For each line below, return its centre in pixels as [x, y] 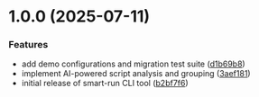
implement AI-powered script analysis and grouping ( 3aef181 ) [136, 74]
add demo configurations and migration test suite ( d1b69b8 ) [133, 64]
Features [28, 45]
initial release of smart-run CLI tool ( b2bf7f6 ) [105, 84]
